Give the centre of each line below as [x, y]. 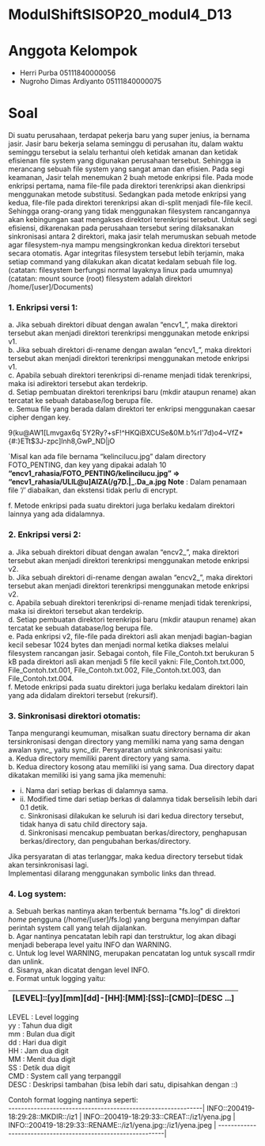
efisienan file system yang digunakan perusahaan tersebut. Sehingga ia [125, 161]
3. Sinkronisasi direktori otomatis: [74, 715]
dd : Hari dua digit [38, 1043]
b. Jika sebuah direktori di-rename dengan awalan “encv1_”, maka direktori [130, 350]
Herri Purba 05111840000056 [68, 73]
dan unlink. [26, 962]
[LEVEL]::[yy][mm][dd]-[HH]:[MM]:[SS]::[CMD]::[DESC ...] [123, 998]
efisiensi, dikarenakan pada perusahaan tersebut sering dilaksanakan [121, 228]
